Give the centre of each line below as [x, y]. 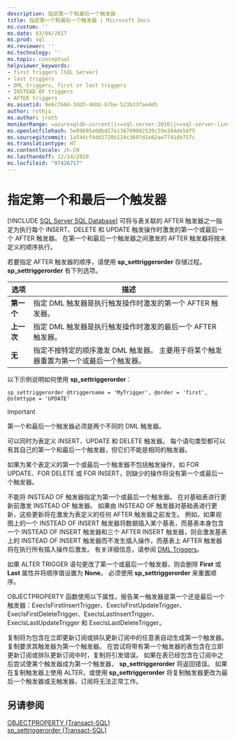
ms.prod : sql [26, 40]
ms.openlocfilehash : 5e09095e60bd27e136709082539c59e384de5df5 [101, 131]
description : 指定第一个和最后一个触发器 [62, 14]
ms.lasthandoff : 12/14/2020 [48, 157]
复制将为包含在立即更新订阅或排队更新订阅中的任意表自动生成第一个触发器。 [117, 638]
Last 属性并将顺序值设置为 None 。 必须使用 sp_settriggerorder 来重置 [109, 573]
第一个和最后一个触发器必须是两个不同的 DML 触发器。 [86, 426]
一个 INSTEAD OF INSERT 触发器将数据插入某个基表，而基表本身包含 [124, 523]
